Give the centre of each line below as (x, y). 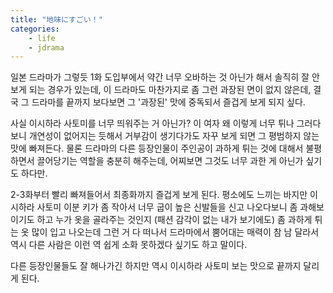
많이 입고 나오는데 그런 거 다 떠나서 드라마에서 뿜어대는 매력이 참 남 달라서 (175, 232)
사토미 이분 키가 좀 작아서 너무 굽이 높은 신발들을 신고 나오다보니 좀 (167, 207)
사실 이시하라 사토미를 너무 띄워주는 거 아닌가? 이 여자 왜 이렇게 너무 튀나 (152, 123)
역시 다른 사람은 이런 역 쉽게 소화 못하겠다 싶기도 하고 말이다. (129, 245)
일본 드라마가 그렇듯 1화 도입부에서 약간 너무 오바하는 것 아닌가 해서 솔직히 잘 (160, 77)
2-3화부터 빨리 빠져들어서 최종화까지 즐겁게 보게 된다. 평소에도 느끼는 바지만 (159, 195)
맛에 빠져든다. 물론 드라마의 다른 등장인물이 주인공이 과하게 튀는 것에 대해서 (157, 148)
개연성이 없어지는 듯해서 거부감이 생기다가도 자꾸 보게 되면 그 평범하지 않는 (174, 136)
